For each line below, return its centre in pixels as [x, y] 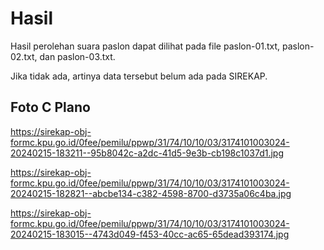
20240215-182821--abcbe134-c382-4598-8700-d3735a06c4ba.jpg [151, 193]
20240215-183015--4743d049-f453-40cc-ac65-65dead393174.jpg [150, 234]
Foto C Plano [50, 107]
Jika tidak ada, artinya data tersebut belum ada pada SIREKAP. [139, 76]
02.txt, [24, 56]
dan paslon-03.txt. [77, 56]
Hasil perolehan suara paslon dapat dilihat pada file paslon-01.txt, [145, 46]
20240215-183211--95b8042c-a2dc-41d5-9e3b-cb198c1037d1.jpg [147, 153]
